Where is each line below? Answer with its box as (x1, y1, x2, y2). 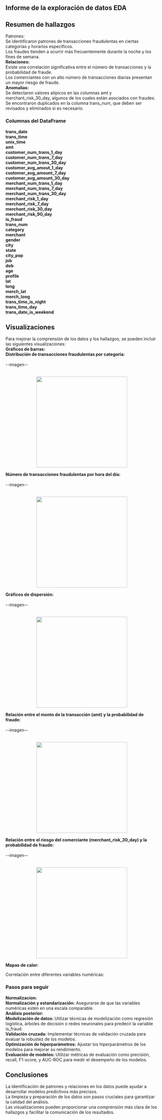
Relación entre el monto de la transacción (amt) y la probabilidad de (5, 712, 144, 718)
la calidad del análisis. (5, 1099, 49, 1105)
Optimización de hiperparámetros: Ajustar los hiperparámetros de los (5, 1041, 146, 1047)
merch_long (5, 294, 30, 299)
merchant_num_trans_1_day (5, 180, 62, 186)
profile (5, 273, 19, 279)
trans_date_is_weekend (5, 309, 54, 315)
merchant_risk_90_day (5, 211, 52, 217)
